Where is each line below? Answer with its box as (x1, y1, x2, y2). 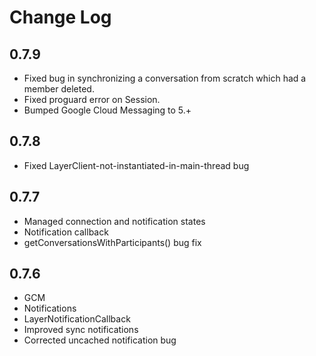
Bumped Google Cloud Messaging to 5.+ (23, 104, 192, 116)
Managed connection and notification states (23, 215, 206, 227)
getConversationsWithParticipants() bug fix (23, 236, 202, 248)
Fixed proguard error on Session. (23, 94, 161, 105)
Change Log (9, 6, 112, 29)
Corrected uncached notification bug (23, 334, 177, 346)
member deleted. (23, 83, 95, 95)
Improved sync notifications (23, 324, 139, 336)
